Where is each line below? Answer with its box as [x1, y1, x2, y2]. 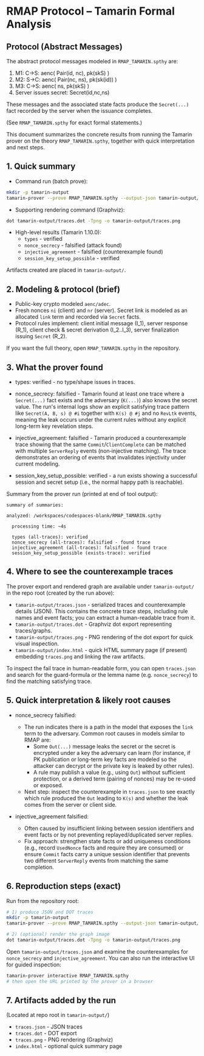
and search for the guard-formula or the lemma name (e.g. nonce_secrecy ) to [6, 671, 198, 678]
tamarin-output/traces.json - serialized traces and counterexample [15, 601, 186, 608]
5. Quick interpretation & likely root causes [6, 695, 171, 706]
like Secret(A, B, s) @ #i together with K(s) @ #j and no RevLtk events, [15, 409, 197, 417]
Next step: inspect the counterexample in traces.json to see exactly [24, 788, 195, 795]
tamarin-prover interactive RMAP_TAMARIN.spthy [6, 973, 129, 979]
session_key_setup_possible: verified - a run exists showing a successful [15, 472, 197, 480]
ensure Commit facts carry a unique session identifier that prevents [24, 850, 190, 857]
